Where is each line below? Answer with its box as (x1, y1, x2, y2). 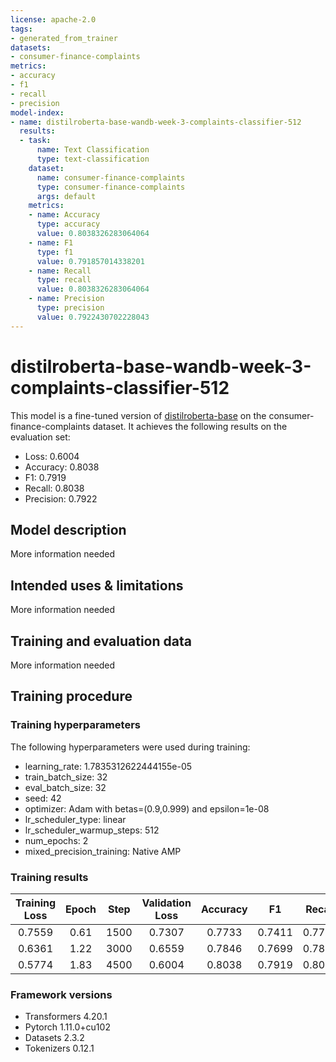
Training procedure (10, 688, 133, 705)
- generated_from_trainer (10, 33, 118, 43)
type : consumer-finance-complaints (36, 182, 186, 192)
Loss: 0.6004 (24, 450, 80, 462)
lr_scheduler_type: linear (24, 813, 127, 825)
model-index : (10, 107, 65, 118)
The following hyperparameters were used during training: (10, 741, 251, 753)
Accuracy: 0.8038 (24, 461, 100, 473)
